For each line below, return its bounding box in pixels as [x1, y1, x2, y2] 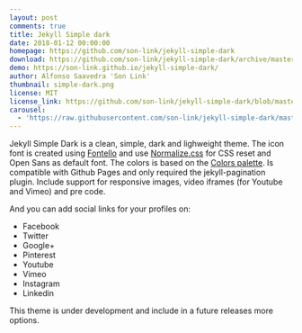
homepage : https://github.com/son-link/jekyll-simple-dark [9, 47, 235, 56]
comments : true [9, 22, 67, 31]
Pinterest [22, 249, 57, 261]
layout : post [9, 13, 58, 22]
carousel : [9, 105, 47, 114]
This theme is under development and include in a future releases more [9, 305, 274, 316]
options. [9, 315, 40, 326]
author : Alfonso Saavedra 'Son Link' [9, 72, 151, 81]
